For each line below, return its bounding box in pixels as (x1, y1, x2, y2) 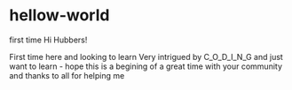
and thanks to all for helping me (9, 70, 125, 80)
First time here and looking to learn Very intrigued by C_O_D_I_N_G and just (9, 51, 284, 62)
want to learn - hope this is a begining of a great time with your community (9, 61, 282, 71)
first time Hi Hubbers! (9, 34, 88, 45)
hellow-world (9, 5, 110, 26)
